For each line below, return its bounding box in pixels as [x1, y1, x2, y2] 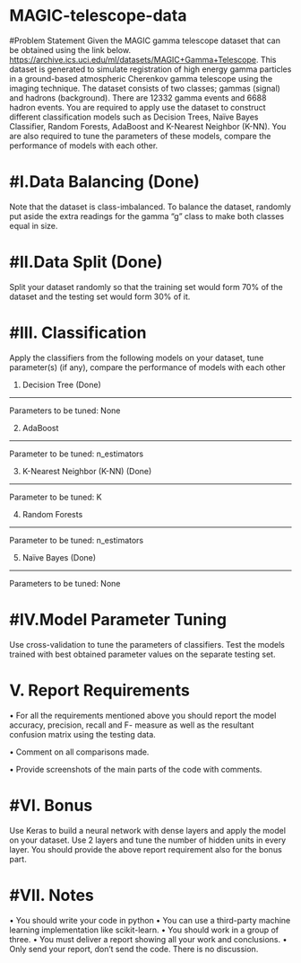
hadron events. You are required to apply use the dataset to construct [9, 102, 266, 112]
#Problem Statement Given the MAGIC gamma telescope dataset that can [9, 35, 280, 46]
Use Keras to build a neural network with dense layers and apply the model [9, 825, 287, 835]
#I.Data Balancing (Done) [9, 172, 200, 192]
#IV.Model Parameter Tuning [9, 609, 227, 630]
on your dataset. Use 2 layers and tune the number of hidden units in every [9, 835, 287, 845]
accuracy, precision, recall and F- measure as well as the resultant [9, 720, 254, 730]
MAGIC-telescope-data [9, 5, 187, 26]
